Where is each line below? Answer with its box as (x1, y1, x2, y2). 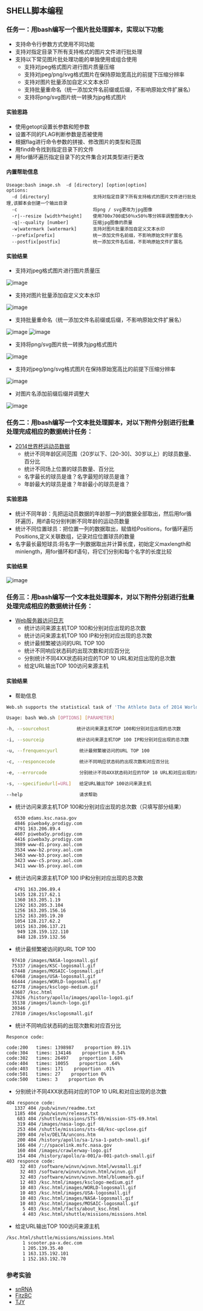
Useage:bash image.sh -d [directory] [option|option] (6, 182, 147, 188)
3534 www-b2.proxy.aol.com (14, 847, 83, 853)
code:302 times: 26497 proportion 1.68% (6, 1055, 123, 1061)
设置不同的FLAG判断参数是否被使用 (14, 130, 103, 138)
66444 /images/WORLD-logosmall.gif (11, 979, 101, 985)
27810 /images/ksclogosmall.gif (11, 1011, 94, 1017)
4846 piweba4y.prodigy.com (14, 820, 83, 827)
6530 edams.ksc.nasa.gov (14, 815, 77, 821)
